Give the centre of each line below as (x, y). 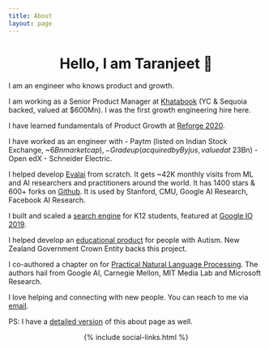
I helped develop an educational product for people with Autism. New (124, 240)
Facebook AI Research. (47, 200)
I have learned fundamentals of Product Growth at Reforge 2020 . (117, 126)
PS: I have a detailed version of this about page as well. (100, 321)
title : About (30, 16)
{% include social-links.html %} (136, 338)
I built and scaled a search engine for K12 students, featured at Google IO (131, 216)
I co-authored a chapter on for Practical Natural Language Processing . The (133, 265)
